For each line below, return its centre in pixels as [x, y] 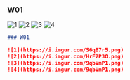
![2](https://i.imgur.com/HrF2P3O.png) [66, 57]
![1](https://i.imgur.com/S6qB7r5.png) [66, 50]
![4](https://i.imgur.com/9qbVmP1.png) [66, 70]
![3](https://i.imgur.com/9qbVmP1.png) [66, 63]
